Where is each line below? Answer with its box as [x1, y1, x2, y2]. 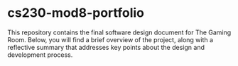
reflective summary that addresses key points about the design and [7, 43, 205, 51]
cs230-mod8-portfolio [7, 5, 144, 21]
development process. [7, 51, 73, 59]
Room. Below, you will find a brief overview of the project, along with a [7, 35, 214, 44]
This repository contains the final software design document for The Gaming [7, 28, 232, 37]
